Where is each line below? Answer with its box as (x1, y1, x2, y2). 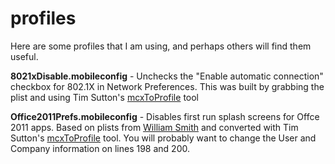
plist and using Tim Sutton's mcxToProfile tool (10, 91, 199, 103)
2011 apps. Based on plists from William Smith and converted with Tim (10, 121, 299, 133)
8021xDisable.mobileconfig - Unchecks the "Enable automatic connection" (10, 70, 324, 82)
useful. (10, 50, 39, 62)
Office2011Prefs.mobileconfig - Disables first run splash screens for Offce (10, 110, 320, 122)
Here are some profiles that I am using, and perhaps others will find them (10, 40, 312, 52)
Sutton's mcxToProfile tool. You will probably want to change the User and (10, 132, 317, 144)
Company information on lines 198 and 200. (10, 142, 190, 154)
